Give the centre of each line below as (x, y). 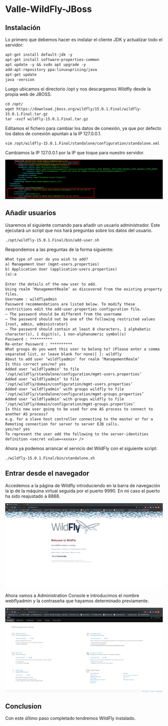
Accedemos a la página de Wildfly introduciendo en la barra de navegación (83, 485)
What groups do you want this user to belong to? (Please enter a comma (82, 349)
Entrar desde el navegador (47, 473)
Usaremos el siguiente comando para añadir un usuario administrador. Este (82, 225)
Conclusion (23, 706)
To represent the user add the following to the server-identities (77, 434)
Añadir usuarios (31, 213)
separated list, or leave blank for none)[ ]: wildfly (63, 354)
